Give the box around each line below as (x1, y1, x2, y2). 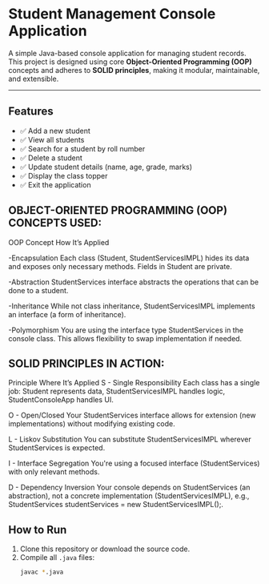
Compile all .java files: (19, 553, 95, 562)
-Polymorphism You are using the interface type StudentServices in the (8, 325, 244, 335)
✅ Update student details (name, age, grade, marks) (19, 162, 193, 171)
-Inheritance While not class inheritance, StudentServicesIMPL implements (8, 301, 255, 311)
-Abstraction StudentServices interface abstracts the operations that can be (8, 277, 259, 287)
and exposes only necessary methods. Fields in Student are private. (8, 261, 232, 271)
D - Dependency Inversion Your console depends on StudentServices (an (8, 482, 251, 493)
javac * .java (19, 568, 64, 577)
